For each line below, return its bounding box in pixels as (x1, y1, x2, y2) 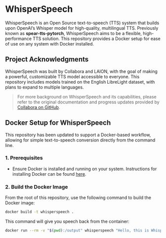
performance (5, 36, 32, 42)
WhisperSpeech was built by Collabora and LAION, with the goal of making (5, 68, 158, 74)
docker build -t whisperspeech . (5, 209, 74, 215)
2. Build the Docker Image (5, 183, 68, 190)
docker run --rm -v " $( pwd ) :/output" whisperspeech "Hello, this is (5, 228, 149, 233)
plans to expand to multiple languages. (5, 84, 84, 90)
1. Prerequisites (5, 154, 43, 161)
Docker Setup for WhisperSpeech (5, 119, 111, 127)
